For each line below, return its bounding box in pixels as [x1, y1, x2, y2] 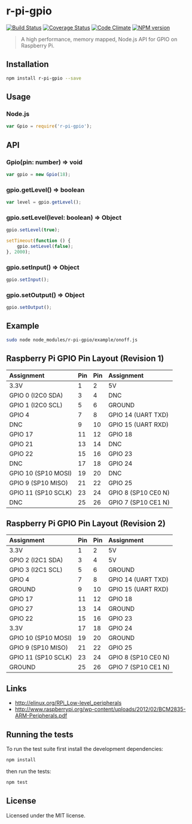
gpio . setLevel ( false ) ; [17, 243, 74, 249]
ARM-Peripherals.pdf [14, 712, 68, 719]
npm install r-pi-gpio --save [6, 75, 82, 81]
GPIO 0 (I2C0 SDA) [9, 391, 63, 399]
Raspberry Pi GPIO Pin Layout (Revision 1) [6, 353, 164, 363]
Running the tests [6, 729, 74, 740]
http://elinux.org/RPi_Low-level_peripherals [14, 699, 122, 707]
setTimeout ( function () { [6, 238, 71, 244]
